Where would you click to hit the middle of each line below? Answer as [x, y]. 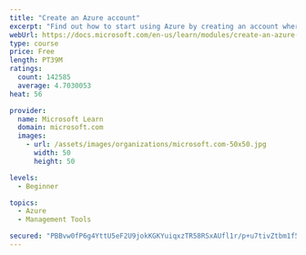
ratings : [26, 69]
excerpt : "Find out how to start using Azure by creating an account [144, 26]
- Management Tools [55, 219]
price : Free [32, 52]
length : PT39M [36, 60]
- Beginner [38, 186]
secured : [26, 236]
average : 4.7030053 [55, 86]
